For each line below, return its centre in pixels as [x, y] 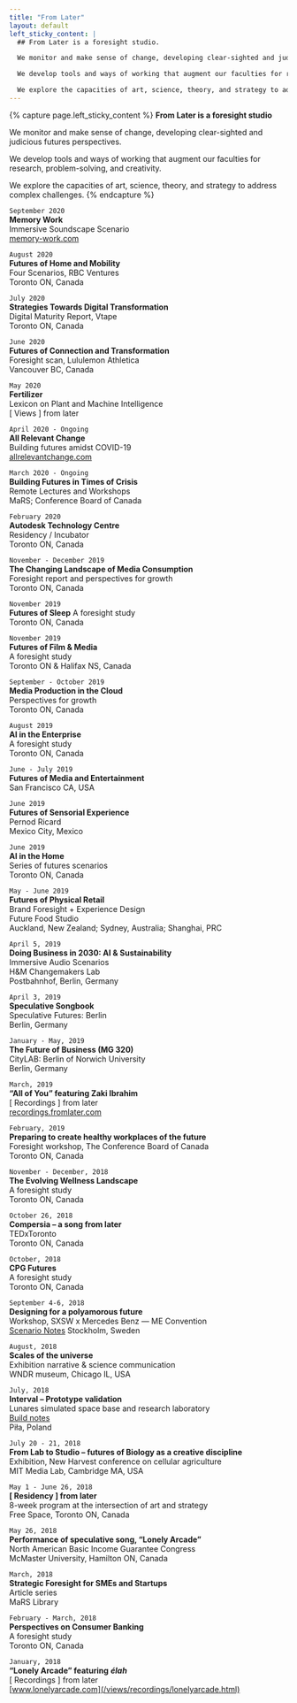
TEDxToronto [33, 1233]
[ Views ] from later [44, 413]
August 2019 [31, 725]
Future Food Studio [44, 918]
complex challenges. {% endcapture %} [82, 195]
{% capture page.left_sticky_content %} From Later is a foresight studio [141, 115]
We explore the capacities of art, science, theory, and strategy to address [143, 185]
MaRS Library [34, 1601]
